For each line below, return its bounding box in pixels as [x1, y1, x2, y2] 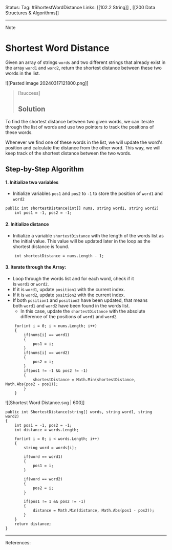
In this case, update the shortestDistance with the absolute [20, 308, 146, 314]
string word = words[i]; [24, 445, 77, 450]
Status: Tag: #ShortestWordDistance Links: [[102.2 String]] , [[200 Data [5, 5, 156, 10]
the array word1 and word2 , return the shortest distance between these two [5, 64, 162, 71]
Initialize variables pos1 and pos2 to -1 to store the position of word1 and [12, 190, 163, 196]
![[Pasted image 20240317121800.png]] [5, 80, 89, 86]
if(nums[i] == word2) [24, 350, 70, 355]
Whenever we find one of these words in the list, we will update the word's [5, 139, 163, 145]
